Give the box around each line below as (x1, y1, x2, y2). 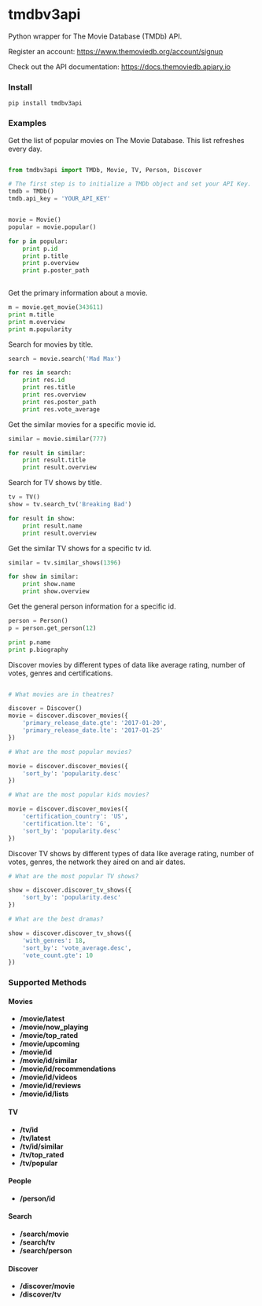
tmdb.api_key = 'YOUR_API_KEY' (8, 195, 111, 203)
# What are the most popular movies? (8, 748, 132, 756)
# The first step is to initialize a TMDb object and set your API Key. (8, 180, 252, 188)
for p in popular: (8, 237, 68, 245)
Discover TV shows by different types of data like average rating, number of (8, 848, 254, 858)
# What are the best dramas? (8, 915, 104, 923)
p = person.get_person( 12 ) (8, 624, 97, 632)
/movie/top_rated (19, 1031, 79, 1040)
